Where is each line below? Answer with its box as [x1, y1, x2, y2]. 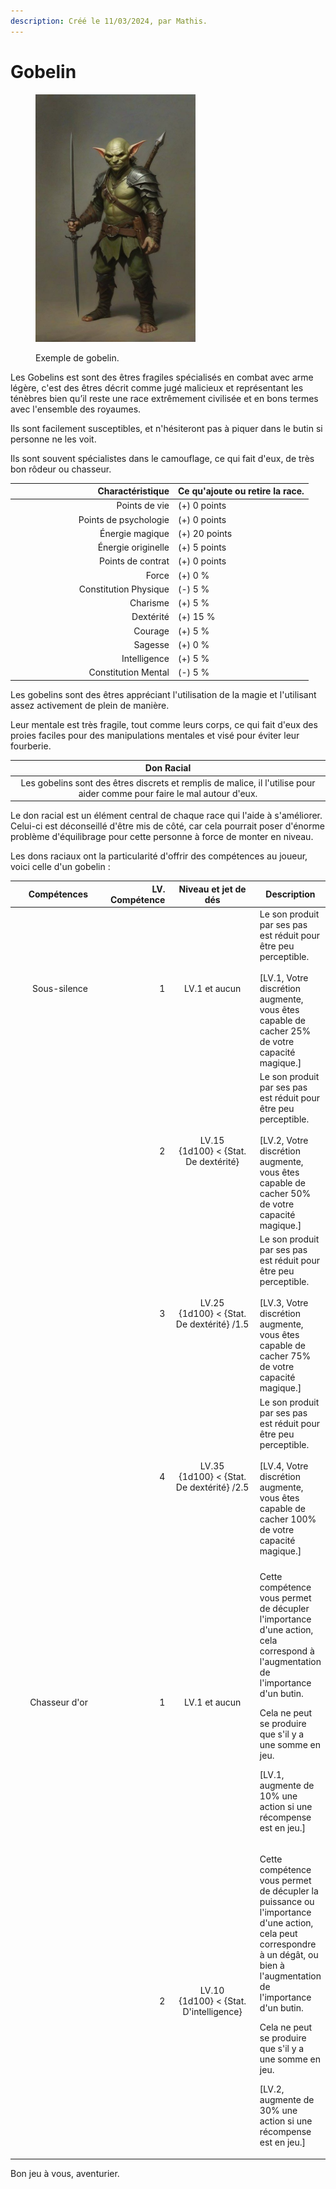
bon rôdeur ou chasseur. [10, 463, 112, 475]
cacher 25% [259, 1025, 312, 1037]
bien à [259, 1960, 285, 1972]
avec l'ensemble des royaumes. [10, 403, 142, 415]
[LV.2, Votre [259, 1135, 309, 1147]
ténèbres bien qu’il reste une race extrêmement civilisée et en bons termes [10, 392, 319, 404]
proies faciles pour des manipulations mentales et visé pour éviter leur [10, 729, 300, 741]
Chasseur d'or [29, 1696, 88, 1709]
